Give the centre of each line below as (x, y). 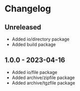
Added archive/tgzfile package (43, 82)
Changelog (28, 9)
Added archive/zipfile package (43, 77)
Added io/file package (35, 72)
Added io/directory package (41, 39)
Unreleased (23, 27)
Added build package (34, 44)
